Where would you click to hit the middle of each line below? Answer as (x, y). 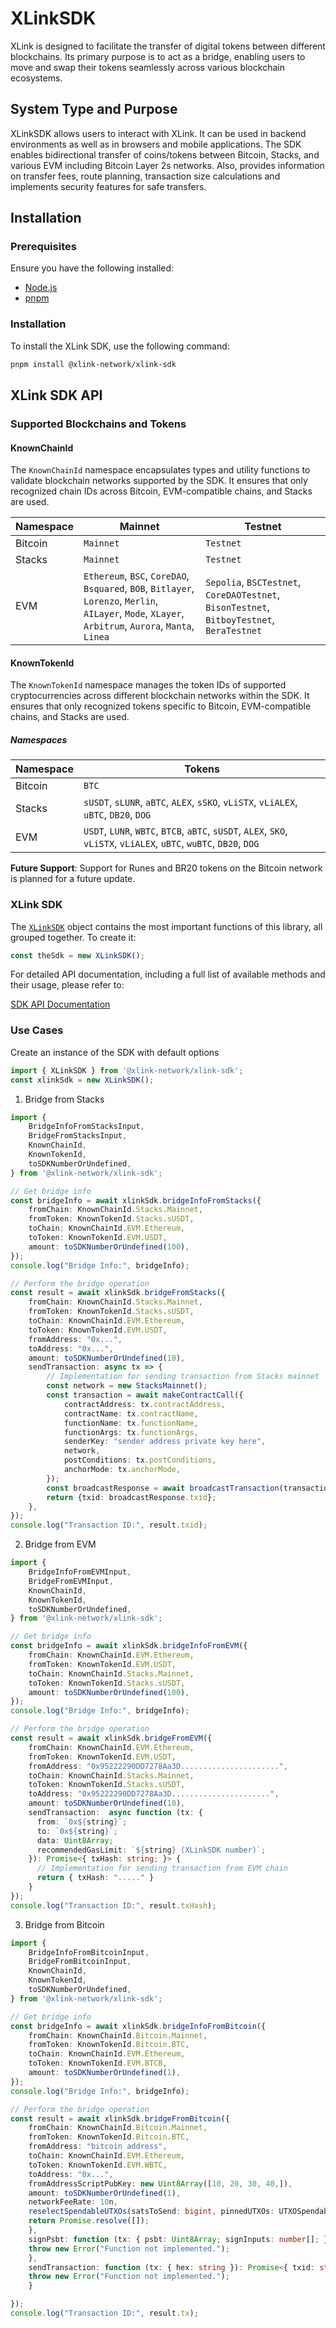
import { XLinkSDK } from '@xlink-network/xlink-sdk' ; (127, 1070)
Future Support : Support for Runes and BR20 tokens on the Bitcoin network (166, 868)
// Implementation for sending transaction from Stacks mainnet (183, 1377)
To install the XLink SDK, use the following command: (120, 346)
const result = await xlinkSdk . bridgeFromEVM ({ (111, 1738)
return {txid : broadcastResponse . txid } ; (131, 1497)
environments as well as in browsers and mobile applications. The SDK (156, 144)
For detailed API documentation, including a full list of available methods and (168, 974)
